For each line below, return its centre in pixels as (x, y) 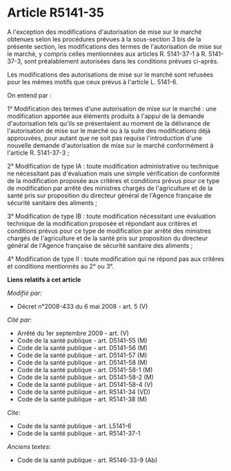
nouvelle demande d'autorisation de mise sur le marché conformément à (110, 145)
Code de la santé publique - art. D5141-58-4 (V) (85, 384)
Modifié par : (25, 293)
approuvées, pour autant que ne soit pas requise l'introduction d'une (104, 138)
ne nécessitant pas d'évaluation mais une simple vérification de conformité (114, 173)
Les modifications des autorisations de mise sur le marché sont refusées (110, 75)
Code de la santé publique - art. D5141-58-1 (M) (85, 369)
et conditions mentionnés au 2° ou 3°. (60, 266)
